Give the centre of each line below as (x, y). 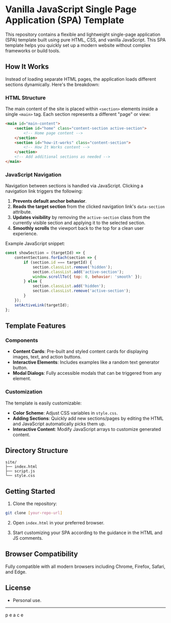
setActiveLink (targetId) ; (42, 305)
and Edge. (16, 572)
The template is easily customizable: (44, 403)
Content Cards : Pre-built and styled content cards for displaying (80, 351)
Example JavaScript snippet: (35, 244)
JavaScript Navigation (34, 175)
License (18, 588)
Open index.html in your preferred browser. (59, 523)
